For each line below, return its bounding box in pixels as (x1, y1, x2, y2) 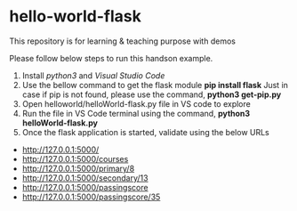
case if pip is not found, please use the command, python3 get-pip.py (21, 89, 282, 100)
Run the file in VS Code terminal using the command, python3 (21, 108, 251, 118)
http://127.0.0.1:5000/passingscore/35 (21, 191, 161, 202)
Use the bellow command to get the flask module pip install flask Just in (21, 79, 289, 90)
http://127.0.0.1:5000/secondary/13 (21, 172, 148, 183)
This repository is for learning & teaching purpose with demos (9, 36, 236, 46)
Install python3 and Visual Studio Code (21, 69, 165, 81)
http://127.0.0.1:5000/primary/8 (21, 163, 135, 174)
